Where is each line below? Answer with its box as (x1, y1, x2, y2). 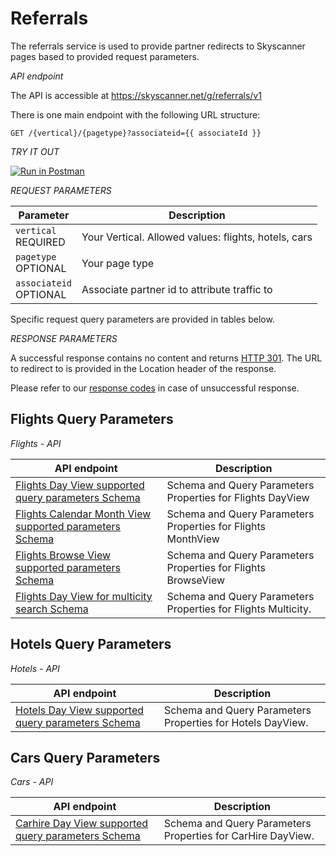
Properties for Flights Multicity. (166, 602, 312, 616)
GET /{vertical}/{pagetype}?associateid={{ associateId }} (10, 128, 262, 138)
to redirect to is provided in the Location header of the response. (10, 362, 277, 374)
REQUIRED (15, 235, 66, 249)
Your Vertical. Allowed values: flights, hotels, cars (81, 230, 313, 244)
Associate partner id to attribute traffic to (81, 282, 273, 296)
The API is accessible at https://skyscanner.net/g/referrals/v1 (10, 89, 262, 101)
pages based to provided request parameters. (10, 50, 200, 62)
